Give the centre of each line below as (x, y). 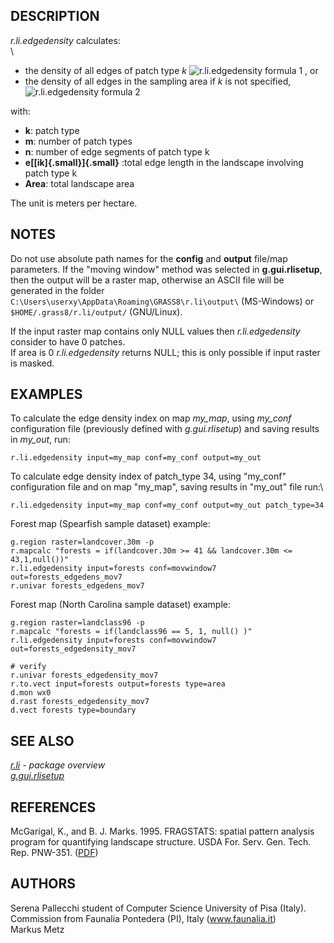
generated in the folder (57, 290)
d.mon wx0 (31, 693)
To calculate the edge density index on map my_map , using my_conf (151, 418)
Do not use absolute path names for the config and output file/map (149, 258)
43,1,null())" (40, 560)
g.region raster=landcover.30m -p (82, 542)
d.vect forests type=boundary (73, 710)
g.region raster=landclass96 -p (77, 623)
